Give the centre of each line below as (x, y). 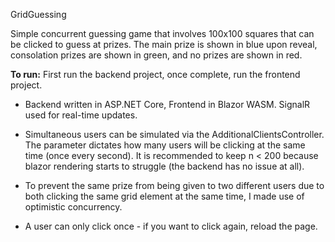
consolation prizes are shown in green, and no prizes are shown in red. (156, 55)
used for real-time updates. (81, 115)
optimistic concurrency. (73, 207)
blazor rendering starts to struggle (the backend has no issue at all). (164, 166)
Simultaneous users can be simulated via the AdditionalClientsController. (174, 134)
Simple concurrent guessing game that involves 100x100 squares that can (162, 33)
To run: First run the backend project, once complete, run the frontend (155, 74)
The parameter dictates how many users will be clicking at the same (165, 145)
